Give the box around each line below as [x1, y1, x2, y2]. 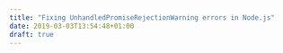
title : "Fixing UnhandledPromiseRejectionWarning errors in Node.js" [9, 13, 276, 22]
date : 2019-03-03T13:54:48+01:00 [9, 22, 135, 31]
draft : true [9, 30, 54, 39]
